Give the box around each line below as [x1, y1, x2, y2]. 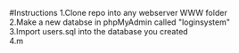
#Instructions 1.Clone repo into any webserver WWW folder [9, 8, 227, 18]
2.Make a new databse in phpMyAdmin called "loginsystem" [9, 17, 230, 27]
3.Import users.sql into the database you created [9, 26, 189, 36]
